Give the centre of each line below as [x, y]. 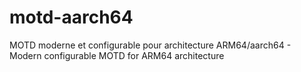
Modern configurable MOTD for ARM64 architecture [117, 55]
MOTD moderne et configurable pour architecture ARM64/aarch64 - [150, 45]
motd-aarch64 [71, 17]
